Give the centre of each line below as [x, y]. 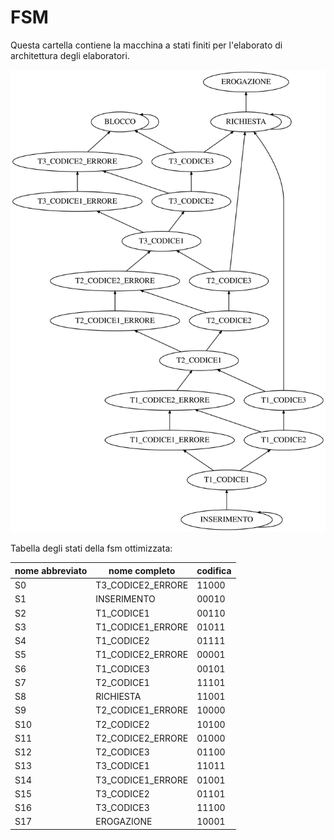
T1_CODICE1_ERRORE [142, 627]
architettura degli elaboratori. [70, 55]
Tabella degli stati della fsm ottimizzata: [91, 548]
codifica [214, 570]
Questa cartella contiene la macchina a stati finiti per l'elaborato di [146, 45]
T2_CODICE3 [122, 752]
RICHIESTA [118, 697]
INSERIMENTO [125, 599]
